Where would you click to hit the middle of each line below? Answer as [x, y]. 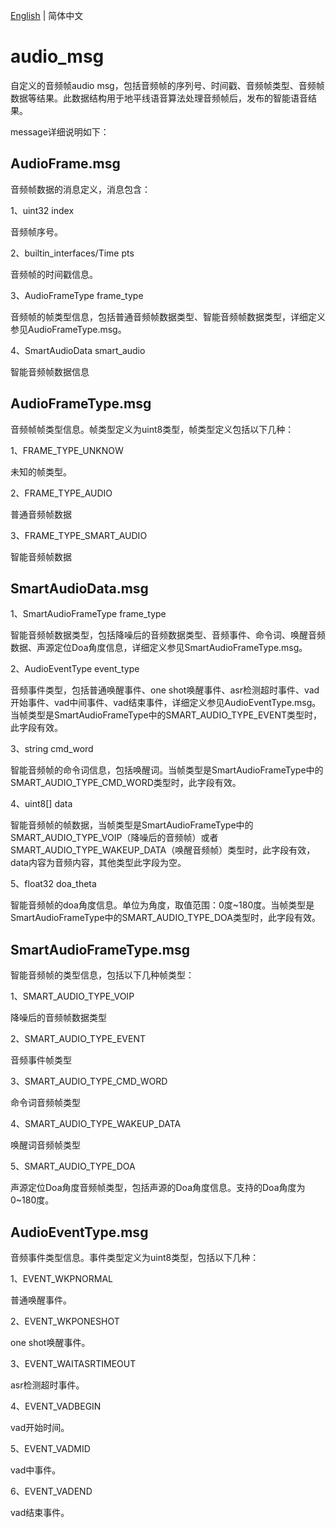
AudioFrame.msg [65, 164]
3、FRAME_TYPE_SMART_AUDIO [79, 535]
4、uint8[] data [41, 804]
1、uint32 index [42, 210]
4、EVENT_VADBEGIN [56, 1406]
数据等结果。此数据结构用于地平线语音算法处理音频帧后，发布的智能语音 [159, 98]
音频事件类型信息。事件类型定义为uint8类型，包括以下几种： [135, 1257]
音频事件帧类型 [41, 1060]
